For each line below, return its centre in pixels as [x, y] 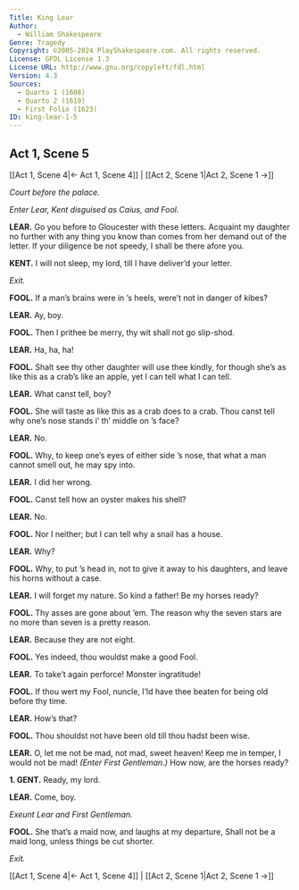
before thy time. [38, 701]
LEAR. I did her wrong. [51, 482]
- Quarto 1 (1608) [52, 92]
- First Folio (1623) [58, 109]
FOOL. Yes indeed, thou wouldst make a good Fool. [104, 657]
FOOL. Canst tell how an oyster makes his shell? [98, 499]
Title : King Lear [42, 17]
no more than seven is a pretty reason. [80, 622]
